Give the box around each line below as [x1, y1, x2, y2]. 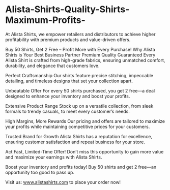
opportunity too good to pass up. [5, 169, 75, 175]
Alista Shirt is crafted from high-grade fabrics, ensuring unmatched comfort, [5, 57, 165, 63]
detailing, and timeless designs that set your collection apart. [5, 78, 133, 84]
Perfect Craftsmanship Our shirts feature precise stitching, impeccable [5, 72, 154, 78]
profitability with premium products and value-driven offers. [5, 37, 131, 43]
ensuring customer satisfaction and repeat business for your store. [5, 139, 146, 145]
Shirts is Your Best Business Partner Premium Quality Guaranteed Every [5, 52, 156, 58]
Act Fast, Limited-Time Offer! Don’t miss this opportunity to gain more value [5, 148, 164, 154]
